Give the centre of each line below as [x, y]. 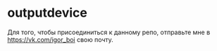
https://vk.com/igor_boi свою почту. [61, 39]
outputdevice [48, 13]
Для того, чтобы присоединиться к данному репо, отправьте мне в [109, 32]
